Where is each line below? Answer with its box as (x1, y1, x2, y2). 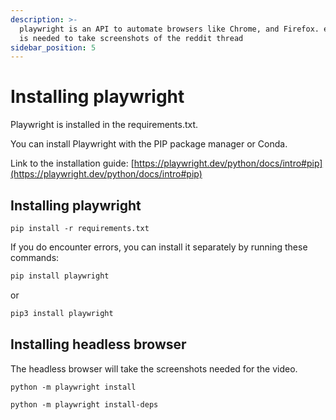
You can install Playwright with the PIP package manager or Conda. (10, 138, 288, 150)
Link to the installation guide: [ (10, 157, 135, 170)
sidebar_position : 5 (10, 42, 97, 53)
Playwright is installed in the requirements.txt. (10, 119, 199, 131)
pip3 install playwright (10, 308, 114, 318)
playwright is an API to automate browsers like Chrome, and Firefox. (19, 24, 320, 34)
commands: (10, 252, 60, 263)
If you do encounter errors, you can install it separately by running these (10, 241, 308, 253)
